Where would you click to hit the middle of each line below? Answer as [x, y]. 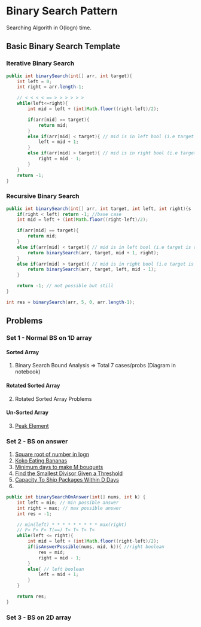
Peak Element [32, 425]
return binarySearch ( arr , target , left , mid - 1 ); [92, 270]
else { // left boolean [56, 569]
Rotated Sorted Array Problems [53, 398]
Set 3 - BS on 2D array [39, 617]
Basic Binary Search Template [63, 46]
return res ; [32, 596]
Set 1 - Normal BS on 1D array [49, 338]
